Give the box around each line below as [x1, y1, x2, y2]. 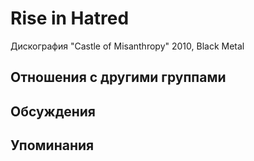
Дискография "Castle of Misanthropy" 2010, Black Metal [10, 40, 245, 52]
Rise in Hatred [10, 7, 130, 30]
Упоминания [10, 137, 95, 154]
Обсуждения [10, 103, 96, 120]
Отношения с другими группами [10, 69, 227, 86]
